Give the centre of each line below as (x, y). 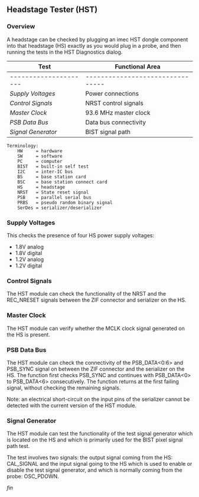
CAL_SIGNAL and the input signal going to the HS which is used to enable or (99, 464)
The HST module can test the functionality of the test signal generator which (100, 434)
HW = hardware (40, 151)
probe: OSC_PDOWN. (33, 476)
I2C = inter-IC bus (45, 171)
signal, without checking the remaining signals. (64, 388)
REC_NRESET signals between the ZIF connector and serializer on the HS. (97, 300)
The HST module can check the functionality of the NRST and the (87, 294)
